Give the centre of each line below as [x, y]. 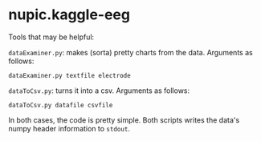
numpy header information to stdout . [69, 128]
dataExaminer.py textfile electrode [69, 75]
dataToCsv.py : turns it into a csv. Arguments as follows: [99, 91]
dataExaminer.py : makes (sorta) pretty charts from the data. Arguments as [130, 52]
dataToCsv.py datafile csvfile [61, 105]
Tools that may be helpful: [51, 37]
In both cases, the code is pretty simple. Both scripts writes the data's [124, 120]
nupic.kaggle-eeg [69, 15]
